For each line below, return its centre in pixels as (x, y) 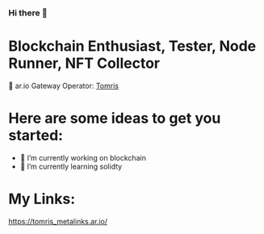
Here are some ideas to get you (115, 118)
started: (36, 136)
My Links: (42, 199)
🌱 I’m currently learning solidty (71, 166)
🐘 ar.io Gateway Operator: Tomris (64, 86)
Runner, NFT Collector (84, 63)
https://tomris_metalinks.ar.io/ (58, 221)
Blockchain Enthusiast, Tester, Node (132, 46)
